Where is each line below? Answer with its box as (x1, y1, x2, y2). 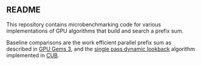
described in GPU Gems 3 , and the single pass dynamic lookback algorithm (6, 45, 196, 52)
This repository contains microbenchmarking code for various (6, 20, 162, 28)
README (6, 5, 41, 15)
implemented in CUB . (6, 51, 60, 59)
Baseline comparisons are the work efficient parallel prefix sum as (6, 39, 172, 46)
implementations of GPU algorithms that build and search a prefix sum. (6, 27, 184, 34)
